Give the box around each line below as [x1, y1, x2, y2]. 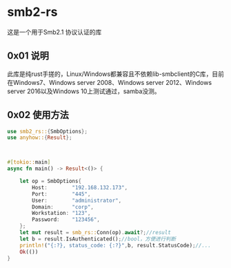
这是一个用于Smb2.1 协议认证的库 [7, 28, 102, 36]
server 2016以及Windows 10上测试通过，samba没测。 [7, 87, 161, 95]
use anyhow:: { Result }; [7, 134, 72, 142]
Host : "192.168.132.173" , [32, 184, 128, 191]
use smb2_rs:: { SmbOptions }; [7, 128, 88, 135]
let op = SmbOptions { [19, 178, 81, 185]
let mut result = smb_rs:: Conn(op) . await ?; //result [19, 229, 171, 236]
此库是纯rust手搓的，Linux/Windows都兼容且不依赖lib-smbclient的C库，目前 [7, 70, 225, 78]
